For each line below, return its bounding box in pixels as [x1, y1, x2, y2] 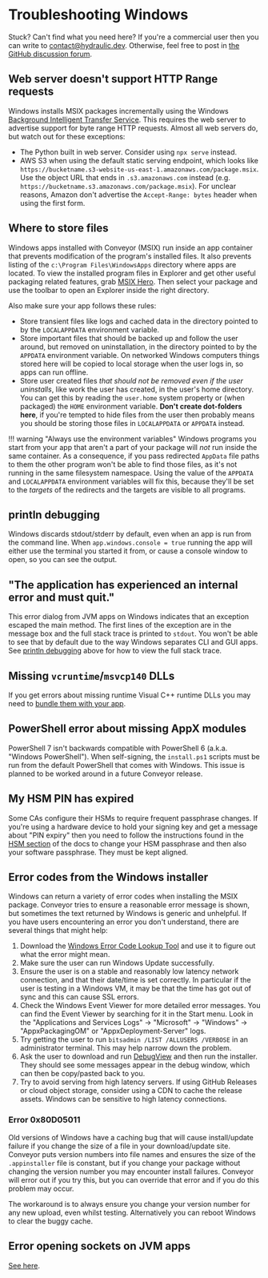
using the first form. [19, 198, 86, 207]
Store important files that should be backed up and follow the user [19, 333, 238, 343]
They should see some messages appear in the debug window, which [19, 1060, 250, 1070]
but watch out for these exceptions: [8, 131, 126, 141]
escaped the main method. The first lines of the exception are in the [8, 621, 232, 630]
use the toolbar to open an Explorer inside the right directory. [8, 285, 210, 295]
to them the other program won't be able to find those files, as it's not [8, 459, 238, 469]
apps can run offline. [19, 367, 89, 377]
